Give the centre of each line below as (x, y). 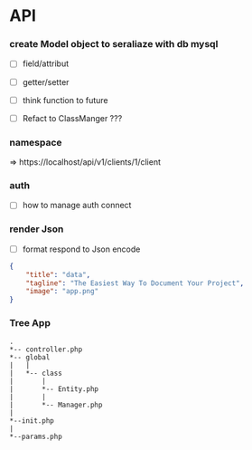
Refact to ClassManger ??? (72, 118)
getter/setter (46, 81)
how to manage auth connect (77, 206)
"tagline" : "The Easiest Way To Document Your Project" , (135, 283)
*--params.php (36, 437)
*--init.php (32, 421)
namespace (36, 142)
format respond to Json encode (81, 249)
